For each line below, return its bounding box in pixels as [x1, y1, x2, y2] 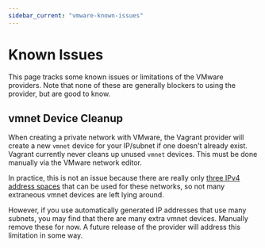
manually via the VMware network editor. [8, 158, 143, 167]
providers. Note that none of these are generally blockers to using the [8, 80, 236, 90]
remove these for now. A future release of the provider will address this [8, 223, 240, 232]
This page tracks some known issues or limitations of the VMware [8, 72, 224, 82]
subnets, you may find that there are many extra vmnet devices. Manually [8, 214, 248, 223]
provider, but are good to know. [8, 89, 111, 98]
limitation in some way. [8, 231, 83, 240]
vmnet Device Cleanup [8, 112, 123, 125]
